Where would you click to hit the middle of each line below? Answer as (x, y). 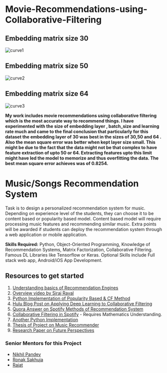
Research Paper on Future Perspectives (53, 330)
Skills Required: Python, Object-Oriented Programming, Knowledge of (78, 244)
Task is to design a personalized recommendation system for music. (75, 208)
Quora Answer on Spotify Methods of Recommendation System (78, 309)
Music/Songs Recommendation (72, 183)
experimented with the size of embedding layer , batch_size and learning (82, 126)
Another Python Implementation (45, 320)
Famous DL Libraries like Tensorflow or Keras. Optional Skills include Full (80, 255)
